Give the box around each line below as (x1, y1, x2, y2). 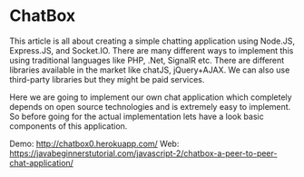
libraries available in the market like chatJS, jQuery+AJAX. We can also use (9, 64, 290, 75)
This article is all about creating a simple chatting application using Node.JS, (9, 35, 296, 46)
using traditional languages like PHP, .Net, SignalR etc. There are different (9, 54, 285, 65)
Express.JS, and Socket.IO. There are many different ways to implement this (9, 44, 294, 55)
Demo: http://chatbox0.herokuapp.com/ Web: (9, 138, 180, 149)
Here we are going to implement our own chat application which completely (9, 92, 292, 103)
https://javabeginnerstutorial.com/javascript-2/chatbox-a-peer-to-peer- (9, 147, 278, 159)
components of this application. (9, 120, 128, 132)
